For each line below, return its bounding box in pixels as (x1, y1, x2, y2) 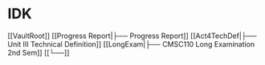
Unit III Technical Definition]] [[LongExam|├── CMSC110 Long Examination (7, 39, 255, 48)
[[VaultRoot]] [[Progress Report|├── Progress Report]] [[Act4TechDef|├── (7, 31, 257, 40)
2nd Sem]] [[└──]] (7, 48, 70, 57)
